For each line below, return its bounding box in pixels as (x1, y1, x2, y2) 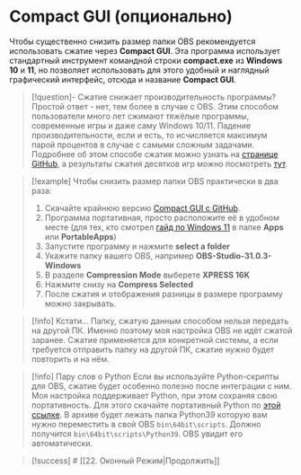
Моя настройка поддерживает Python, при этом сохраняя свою (31, 390, 279, 400)
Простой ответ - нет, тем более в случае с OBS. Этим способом (31, 101, 279, 111)
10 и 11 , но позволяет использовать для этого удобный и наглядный (9, 65, 270, 75)
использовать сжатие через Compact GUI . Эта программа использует (9, 45, 281, 56)
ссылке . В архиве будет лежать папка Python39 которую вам (31, 409, 268, 419)
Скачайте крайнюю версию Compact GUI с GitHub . (44, 202, 241, 213)
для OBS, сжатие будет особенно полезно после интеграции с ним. (31, 380, 292, 391)
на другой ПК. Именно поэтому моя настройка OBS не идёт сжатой (31, 325, 293, 336)
